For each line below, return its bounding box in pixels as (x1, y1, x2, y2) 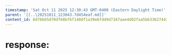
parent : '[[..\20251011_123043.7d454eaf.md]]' (5, 12, 106, 17)
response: (5, 39, 50, 50)
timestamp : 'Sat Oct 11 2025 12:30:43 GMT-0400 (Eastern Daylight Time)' (5, 7, 166, 13)
